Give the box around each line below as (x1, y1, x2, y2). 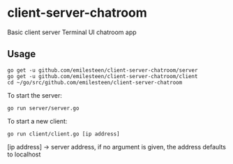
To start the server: (7, 91, 63, 99)
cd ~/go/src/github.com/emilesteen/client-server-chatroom (7, 79, 183, 86)
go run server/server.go (7, 105, 80, 112)
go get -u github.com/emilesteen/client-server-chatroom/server (7, 66, 198, 74)
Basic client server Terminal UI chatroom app (7, 28, 137, 36)
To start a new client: (7, 117, 68, 125)
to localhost (7, 150, 41, 158)
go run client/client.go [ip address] (7, 131, 120, 137)
